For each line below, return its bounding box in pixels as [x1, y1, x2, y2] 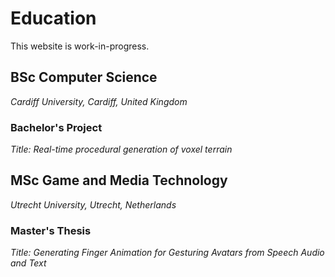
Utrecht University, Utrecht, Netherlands [10, 198, 177, 211]
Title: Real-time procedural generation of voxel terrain [10, 143, 233, 156]
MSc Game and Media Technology [10, 172, 228, 189]
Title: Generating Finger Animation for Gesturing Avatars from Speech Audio [10, 247, 325, 259]
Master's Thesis [10, 223, 92, 237]
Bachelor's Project [10, 120, 103, 134]
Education [10, 7, 97, 30]
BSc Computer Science [10, 69, 158, 86]
